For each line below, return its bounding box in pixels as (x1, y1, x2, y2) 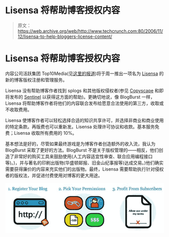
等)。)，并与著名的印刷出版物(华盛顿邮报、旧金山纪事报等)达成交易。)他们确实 (5, 160, 164, 166)
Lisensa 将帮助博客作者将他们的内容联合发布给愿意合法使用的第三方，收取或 (5, 100, 164, 106)
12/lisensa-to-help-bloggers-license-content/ (17, 33, 112, 39)
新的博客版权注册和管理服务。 (5, 76, 67, 83)
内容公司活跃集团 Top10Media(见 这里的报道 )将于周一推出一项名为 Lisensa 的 (5, 70, 164, 76)
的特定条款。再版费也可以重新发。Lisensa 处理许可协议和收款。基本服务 (5, 124, 155, 130)
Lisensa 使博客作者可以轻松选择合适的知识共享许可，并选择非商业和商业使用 (5, 117, 164, 123)
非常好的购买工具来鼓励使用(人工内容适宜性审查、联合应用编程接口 (14, 153, 153, 160)
